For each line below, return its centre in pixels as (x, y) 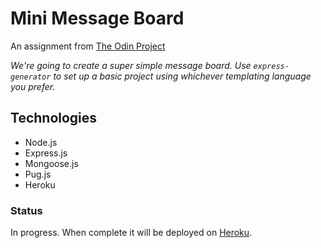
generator (31, 77)
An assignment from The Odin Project (88, 46)
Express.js (46, 153)
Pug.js (38, 174)
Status (26, 210)
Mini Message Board (97, 18)
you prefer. (33, 86)
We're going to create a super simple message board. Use (131, 65)
